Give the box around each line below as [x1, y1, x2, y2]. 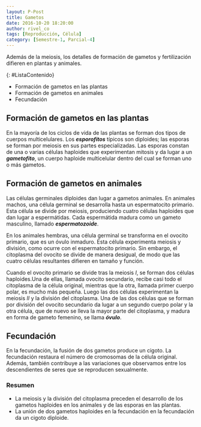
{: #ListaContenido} [6, 72, 55, 78]
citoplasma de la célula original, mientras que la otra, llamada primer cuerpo [6, 281, 194, 289]
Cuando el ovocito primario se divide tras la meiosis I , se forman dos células [6, 269, 194, 276]
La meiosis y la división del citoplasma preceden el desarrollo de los [14, 395, 184, 402]
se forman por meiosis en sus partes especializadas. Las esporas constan [6, 142, 189, 149]
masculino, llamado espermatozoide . [6, 220, 99, 227]
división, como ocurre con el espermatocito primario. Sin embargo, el [6, 244, 178, 251]
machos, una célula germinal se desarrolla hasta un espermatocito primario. [6, 201, 194, 208]
